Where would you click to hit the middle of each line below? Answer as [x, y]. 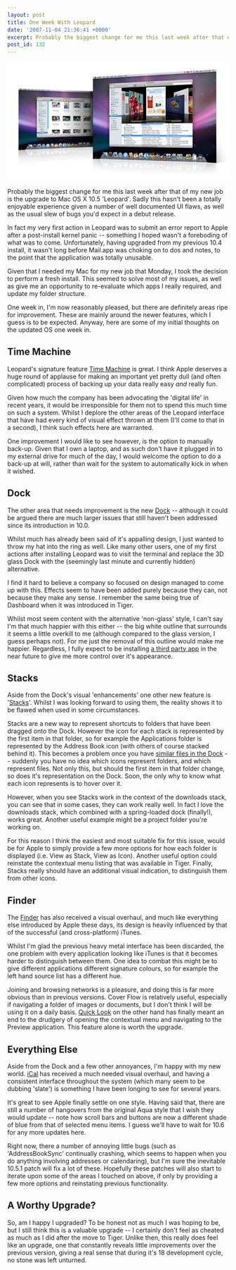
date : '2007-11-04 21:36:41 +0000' [59, 30]
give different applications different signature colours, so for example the [113, 968]
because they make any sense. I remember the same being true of [103, 597]
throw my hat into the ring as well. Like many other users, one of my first [112, 546]
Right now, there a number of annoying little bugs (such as [92, 1146]
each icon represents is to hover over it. [65, 784]
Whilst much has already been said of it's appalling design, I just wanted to [116, 538]
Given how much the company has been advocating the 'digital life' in [108, 397]
